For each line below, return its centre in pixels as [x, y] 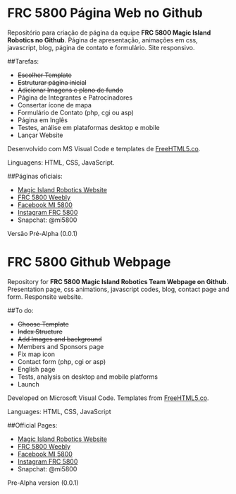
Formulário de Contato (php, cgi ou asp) [75, 112]
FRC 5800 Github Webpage [89, 262]
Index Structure [40, 331]
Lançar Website [40, 135]
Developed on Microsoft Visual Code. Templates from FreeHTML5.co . [108, 398]
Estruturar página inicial [52, 82]
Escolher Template [44, 75]
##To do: [20, 310]
